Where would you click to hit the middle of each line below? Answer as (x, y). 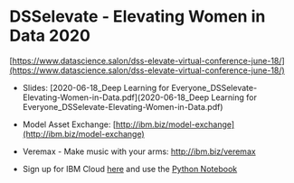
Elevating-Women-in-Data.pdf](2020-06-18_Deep (116, 97)
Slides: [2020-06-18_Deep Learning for (96, 87)
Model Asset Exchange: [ (69, 124)
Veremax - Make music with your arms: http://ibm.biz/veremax (139, 151)
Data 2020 (50, 36)
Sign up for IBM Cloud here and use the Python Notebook (130, 169)
